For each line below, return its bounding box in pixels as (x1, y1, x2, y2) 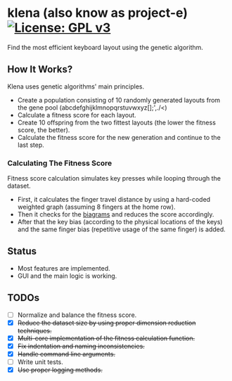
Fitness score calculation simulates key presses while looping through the (7, 174, 221, 183)
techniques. (17, 326, 52, 335)
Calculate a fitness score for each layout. (17, 110, 137, 119)
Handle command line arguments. (17, 349, 116, 358)
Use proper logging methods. (17, 366, 103, 374)
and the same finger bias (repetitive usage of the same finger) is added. (17, 225, 226, 233)
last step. (17, 141, 44, 149)
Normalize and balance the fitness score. (17, 311, 137, 319)
